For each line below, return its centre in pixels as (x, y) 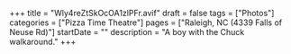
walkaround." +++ (43, 41)
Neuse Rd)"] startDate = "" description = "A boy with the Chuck (127, 32)
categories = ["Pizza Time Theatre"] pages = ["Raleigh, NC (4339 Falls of (145, 22)
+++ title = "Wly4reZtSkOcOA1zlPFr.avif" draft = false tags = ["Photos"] (142, 13)
